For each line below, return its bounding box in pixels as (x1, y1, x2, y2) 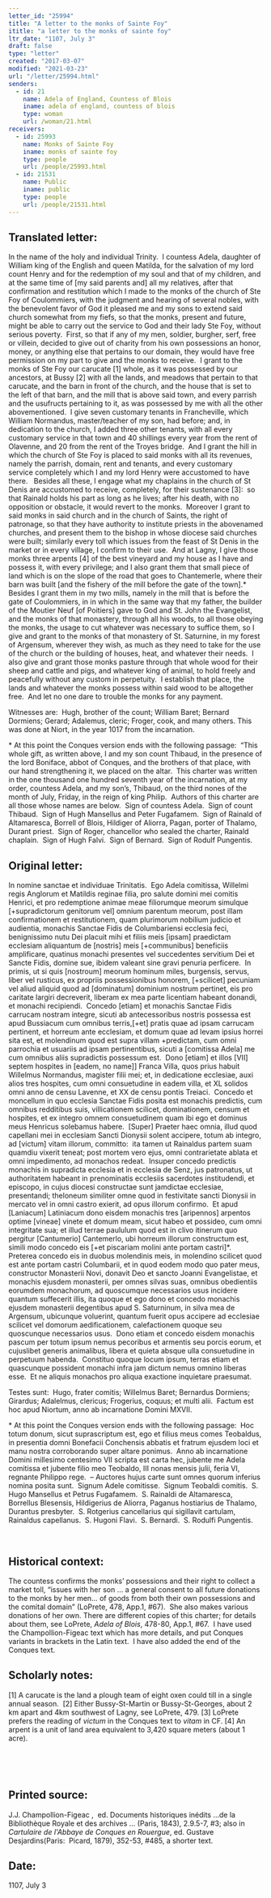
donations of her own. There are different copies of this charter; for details (8, 1610, 256, 1620)
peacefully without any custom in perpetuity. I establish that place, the (8, 674, 245, 684)
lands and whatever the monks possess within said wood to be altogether (8, 683, 254, 693)
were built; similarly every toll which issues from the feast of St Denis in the (8, 536, 259, 546)
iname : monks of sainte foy (23, 148, 117, 156)
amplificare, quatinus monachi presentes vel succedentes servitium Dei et (8, 949, 255, 959)
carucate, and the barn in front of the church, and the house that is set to (8, 381, 252, 391)
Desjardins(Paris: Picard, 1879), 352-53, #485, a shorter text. (8, 1836, 214, 1845)
